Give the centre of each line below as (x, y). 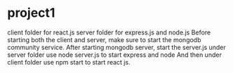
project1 (31, 13)
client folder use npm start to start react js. (69, 62)
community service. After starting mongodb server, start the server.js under (116, 47)
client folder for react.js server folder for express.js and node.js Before (109, 32)
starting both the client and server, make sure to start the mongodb (104, 39)
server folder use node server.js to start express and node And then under (115, 55)
